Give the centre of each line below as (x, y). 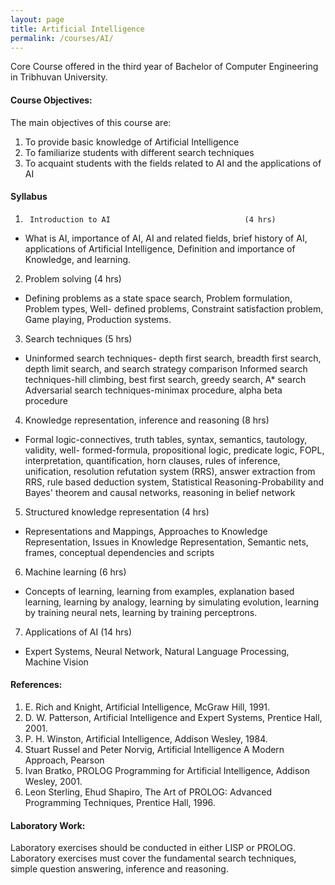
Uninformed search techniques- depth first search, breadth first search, (173, 358)
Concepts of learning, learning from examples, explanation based (159, 591)
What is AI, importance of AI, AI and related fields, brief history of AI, (166, 238)
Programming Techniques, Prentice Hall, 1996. (120, 802)
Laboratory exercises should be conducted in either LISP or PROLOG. (153, 848)
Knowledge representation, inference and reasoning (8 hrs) (147, 420)
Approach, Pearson (64, 760)
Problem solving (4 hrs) (73, 278)
